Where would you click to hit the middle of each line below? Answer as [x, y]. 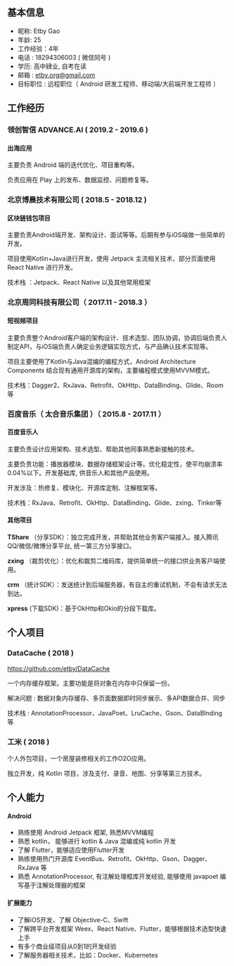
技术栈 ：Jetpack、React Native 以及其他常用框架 [79, 282]
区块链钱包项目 [29, 218]
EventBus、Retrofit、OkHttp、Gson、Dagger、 [143, 859]
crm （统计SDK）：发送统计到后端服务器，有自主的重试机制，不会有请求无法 [117, 584]
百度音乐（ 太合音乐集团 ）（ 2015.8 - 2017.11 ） [86, 414]
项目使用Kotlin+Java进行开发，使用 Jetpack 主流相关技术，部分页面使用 [111, 258]
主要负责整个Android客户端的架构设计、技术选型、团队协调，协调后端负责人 [117, 337]
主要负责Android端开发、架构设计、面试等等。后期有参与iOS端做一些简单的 [116, 235]
